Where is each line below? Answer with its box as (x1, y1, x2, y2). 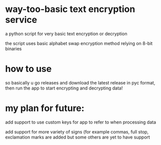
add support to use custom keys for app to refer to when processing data (5, 119, 156, 125)
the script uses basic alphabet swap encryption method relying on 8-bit (5, 40, 153, 46)
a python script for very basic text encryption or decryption (5, 30, 127, 36)
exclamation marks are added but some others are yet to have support (5, 134, 150, 140)
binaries (5, 45, 22, 51)
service (5, 14, 37, 25)
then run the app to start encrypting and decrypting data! (5, 85, 123, 91)
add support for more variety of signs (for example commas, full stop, (5, 128, 149, 134)
